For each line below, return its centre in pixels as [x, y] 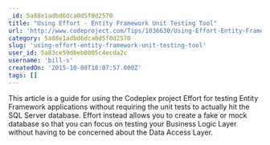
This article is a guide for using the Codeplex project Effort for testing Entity [133, 98]
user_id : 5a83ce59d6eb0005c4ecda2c [68, 53]
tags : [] [23, 75]
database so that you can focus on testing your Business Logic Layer [123, 123]
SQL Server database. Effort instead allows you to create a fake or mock [128, 115]
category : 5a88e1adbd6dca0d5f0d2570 [70, 38]
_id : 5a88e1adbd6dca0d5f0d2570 [61, 16]
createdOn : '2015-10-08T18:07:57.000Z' [75, 68]
